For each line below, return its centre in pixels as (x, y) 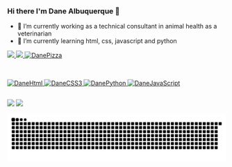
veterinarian (34, 33)
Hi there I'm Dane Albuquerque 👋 (64, 11)
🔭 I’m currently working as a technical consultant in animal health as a (117, 26)
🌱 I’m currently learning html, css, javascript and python (97, 41)
